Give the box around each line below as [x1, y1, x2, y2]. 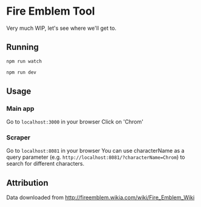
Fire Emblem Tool [6, 4, 95, 18]
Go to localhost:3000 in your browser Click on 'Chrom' [6, 118, 144, 125]
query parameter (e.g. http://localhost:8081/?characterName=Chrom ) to [6, 153, 185, 161]
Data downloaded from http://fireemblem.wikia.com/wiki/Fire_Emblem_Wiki [6, 194, 195, 202]
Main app [6, 104, 35, 113]
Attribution [6, 178, 49, 188]
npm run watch [6, 58, 43, 65]
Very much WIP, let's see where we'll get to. [6, 24, 117, 32]
